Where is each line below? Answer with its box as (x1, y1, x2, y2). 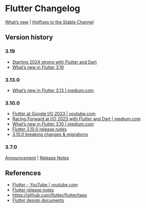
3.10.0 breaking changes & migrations (12, 131, 88, 137)
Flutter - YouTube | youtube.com (12, 182, 78, 188)
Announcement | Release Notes (5, 155, 70, 161)
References (5, 169, 41, 177)
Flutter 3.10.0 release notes (12, 126, 67, 132)
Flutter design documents (12, 197, 65, 203)
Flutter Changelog (5, 3, 80, 14)
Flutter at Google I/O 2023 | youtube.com (12, 111, 96, 117)
